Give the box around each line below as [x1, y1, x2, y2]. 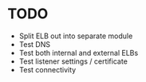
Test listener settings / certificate [18, 57, 128, 66]
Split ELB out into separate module [18, 31, 133, 41]
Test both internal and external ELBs [18, 48, 139, 57]
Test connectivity [18, 64, 77, 74]
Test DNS [18, 39, 51, 49]
